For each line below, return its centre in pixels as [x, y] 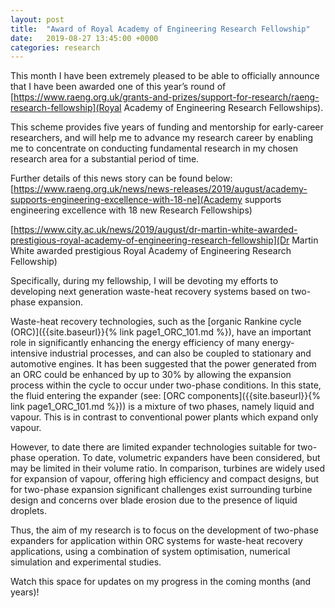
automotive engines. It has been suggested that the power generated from [163, 364]
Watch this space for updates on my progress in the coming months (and [161, 582]
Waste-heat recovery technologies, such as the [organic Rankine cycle [156, 322]
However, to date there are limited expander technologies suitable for [153, 447]
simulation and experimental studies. [86, 562]
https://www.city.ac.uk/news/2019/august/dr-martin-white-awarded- [155, 230]
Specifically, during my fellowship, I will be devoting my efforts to [144, 281]
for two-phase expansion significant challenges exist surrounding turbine [161, 490]
